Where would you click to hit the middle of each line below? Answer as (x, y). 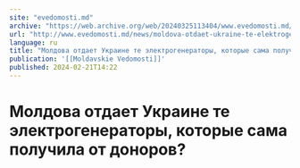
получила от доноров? (98, 150)
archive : (25, 26)
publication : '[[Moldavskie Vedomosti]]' (87, 59)
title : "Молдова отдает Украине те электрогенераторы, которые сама (139, 51)
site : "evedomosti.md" (51, 17)
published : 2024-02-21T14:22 (63, 68)
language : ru (33, 42)
